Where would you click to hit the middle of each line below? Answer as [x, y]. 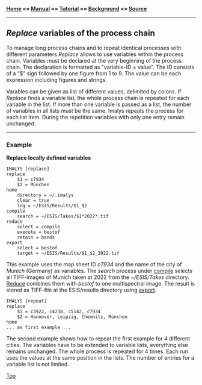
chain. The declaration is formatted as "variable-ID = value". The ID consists [100, 67]
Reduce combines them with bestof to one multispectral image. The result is [101, 284]
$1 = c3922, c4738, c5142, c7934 [59, 312]
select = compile [39, 227]
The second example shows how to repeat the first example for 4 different [98, 339]
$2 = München [33, 185]
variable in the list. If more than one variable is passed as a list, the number [99, 104]
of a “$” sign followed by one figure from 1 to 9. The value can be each [94, 73]
